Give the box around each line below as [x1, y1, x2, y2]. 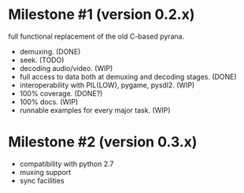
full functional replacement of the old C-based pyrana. [8, 32, 185, 41]
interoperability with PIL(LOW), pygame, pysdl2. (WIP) [19, 80, 195, 90]
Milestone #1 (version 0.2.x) [8, 6, 195, 24]
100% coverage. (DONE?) [19, 88, 103, 98]
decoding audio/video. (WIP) [19, 63, 113, 72]
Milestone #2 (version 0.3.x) [8, 133, 198, 151]
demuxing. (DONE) [19, 46, 81, 56]
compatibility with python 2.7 [19, 159, 114, 169]
